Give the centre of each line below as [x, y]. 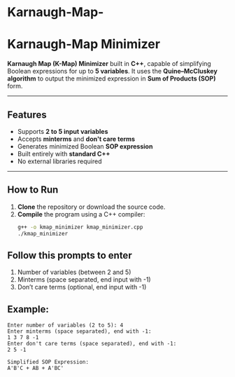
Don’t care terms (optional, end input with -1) [82, 287]
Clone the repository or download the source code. [91, 207]
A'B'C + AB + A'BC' [36, 369]
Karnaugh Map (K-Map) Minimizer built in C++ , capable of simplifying [109, 64]
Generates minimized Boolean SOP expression [85, 146]
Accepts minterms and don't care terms [76, 139]
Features [27, 115]
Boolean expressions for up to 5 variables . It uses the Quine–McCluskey [113, 71]
